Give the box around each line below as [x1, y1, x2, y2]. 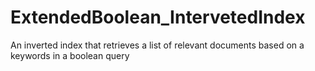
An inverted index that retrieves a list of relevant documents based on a [10, 39, 305, 51]
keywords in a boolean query [10, 49, 130, 61]
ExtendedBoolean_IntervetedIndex [10, 6, 306, 29]
